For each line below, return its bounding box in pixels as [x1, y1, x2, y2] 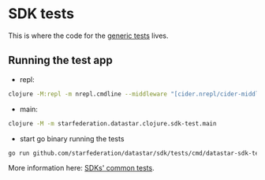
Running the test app [8, 54, 113, 67]
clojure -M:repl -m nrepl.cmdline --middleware [8, 90, 168, 98]
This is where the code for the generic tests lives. [8, 31, 169, 40]
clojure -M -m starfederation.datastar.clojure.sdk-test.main [8, 119, 217, 127]
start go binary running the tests [19, 133, 125, 143]
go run [8, 149, 30, 157]
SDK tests [8, 5, 75, 23]
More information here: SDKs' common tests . [8, 163, 155, 173]
